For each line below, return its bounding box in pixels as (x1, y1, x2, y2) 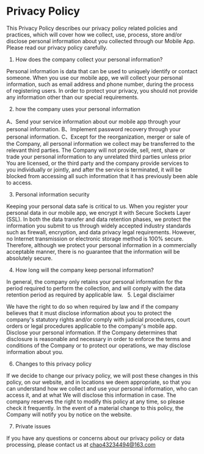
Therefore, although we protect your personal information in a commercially (6, 241, 197, 248)
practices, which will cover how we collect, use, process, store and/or (6, 31, 182, 38)
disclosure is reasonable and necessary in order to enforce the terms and (6, 335, 191, 342)
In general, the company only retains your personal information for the (6, 278, 183, 285)
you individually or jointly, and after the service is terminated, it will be (6, 166, 182, 173)
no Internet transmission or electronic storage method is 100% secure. (6, 235, 184, 242)
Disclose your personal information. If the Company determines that (6, 328, 177, 336)
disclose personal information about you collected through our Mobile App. (6, 37, 195, 45)
